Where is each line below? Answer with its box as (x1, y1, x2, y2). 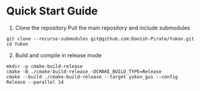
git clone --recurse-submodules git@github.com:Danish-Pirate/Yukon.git (6, 36, 195, 42)
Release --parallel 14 (6, 79, 64, 85)
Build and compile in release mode (15, 51, 102, 58)
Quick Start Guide (6, 4, 98, 18)
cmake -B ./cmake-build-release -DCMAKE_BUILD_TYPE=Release (6, 68, 162, 75)
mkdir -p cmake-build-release (6, 63, 83, 69)
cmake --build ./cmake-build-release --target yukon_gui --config (6, 74, 178, 80)
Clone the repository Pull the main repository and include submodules (15, 24, 190, 31)
